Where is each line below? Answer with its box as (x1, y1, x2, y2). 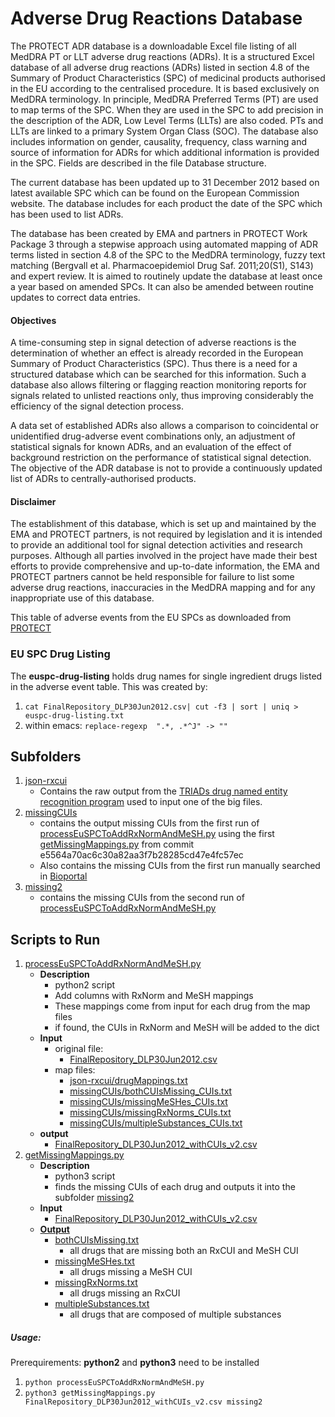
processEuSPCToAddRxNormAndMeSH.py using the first (39, 828, 275, 840)
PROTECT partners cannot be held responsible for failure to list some (10, 571, 295, 583)
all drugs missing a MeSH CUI (69, 1266, 193, 1278)
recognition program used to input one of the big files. (39, 796, 263, 808)
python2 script (54, 979, 116, 991)
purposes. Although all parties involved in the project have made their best (10, 550, 318, 562)
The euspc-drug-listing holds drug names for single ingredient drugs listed (10, 670, 323, 682)
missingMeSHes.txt (54, 1255, 135, 1267)
